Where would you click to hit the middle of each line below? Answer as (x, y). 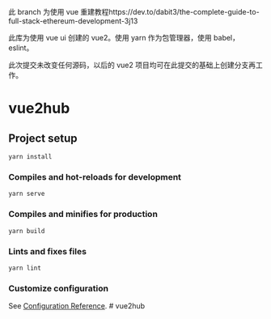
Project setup (43, 138)
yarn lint (25, 268)
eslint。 (21, 48)
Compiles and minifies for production (83, 215)
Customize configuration (59, 288)
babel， (227, 38)
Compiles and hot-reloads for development (95, 177)
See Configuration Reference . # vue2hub (77, 306)
